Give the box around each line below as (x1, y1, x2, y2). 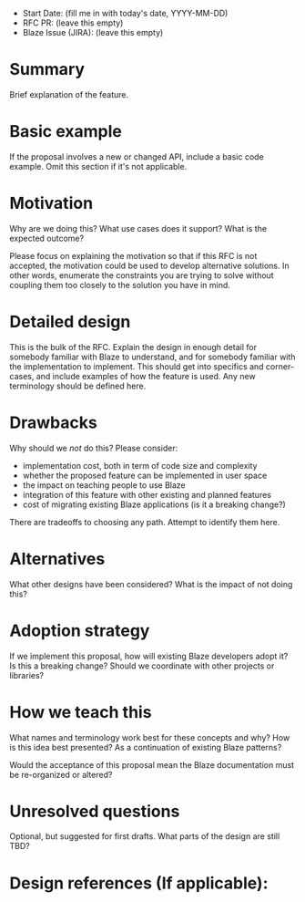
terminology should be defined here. (9, 380, 147, 391)
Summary (9, 59, 85, 80)
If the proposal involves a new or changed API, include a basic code (9, 150, 264, 162)
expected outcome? (9, 233, 85, 244)
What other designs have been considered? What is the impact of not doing (9, 578, 293, 589)
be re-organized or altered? (9, 769, 113, 780)
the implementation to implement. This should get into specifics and (9, 360, 264, 372)
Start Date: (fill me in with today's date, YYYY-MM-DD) (22, 8, 229, 18)
